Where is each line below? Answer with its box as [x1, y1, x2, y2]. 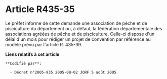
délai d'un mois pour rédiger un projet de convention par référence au [5, 36, 151, 42]
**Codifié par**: [5, 61, 42, 66]
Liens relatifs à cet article [5, 51, 60, 57]
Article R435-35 [5, 4, 75, 15]
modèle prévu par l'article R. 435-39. [5, 41, 82, 47]
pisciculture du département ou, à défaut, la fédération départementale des [5, 25, 162, 31]
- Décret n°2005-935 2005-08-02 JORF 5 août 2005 [10, 69, 116, 75]
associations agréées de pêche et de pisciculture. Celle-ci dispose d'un [5, 31, 155, 37]
